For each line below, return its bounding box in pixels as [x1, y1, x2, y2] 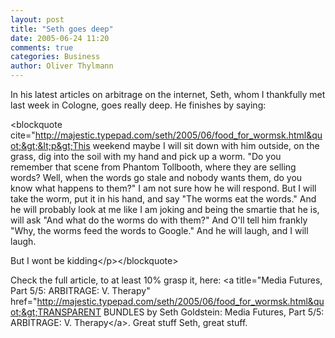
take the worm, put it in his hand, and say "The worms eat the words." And [10, 193, 317, 205]
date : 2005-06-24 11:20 [10, 33, 110, 43]
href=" [10, 296, 38, 307]
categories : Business [10, 52, 101, 62]
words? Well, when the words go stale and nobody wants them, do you [10, 172, 303, 183]
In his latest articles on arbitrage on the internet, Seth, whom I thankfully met [10, 89, 326, 100]
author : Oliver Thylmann [10, 61, 114, 71]
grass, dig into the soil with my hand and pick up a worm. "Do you [10, 151, 282, 162]
